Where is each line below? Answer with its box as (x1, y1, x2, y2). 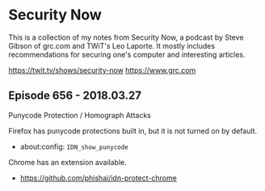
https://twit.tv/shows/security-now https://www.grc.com (8, 65, 196, 74)
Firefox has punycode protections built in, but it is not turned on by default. (8, 125, 258, 135)
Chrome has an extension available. (8, 157, 127, 167)
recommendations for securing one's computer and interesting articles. (8, 49, 246, 59)
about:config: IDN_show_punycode (19, 142, 129, 151)
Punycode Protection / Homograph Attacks (8, 110, 151, 120)
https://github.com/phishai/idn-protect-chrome (19, 172, 178, 183)
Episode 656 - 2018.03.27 (8, 89, 141, 103)
